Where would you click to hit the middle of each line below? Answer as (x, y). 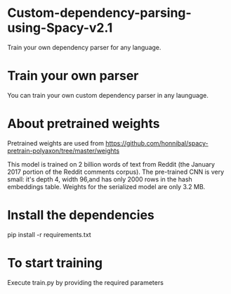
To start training (55, 263)
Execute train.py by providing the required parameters (85, 282)
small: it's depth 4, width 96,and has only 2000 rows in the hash (100, 179)
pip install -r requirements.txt (49, 234)
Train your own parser (73, 76)
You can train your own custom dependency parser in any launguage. (108, 95)
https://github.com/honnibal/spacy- (157, 143)
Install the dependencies (81, 215)
